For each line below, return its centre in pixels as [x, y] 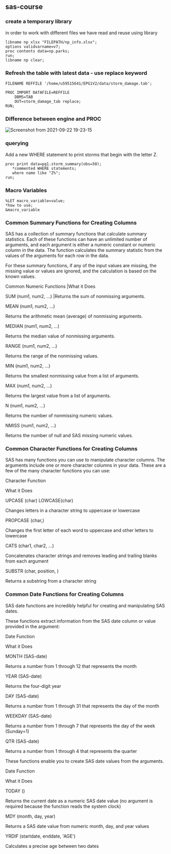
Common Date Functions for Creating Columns [65, 594]
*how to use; [19, 205]
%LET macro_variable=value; [35, 201]
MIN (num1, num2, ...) [28, 366]
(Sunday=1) [17, 731]
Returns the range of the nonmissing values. [52, 356]
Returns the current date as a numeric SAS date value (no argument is [79, 801]
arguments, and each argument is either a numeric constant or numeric [80, 245]
